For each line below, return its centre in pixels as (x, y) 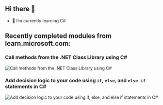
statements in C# (26, 87)
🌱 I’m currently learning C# (39, 20)
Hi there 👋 (20, 9)
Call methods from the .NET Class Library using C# (66, 57)
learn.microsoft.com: (38, 44)
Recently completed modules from (58, 36)
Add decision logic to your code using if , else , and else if (75, 81)
